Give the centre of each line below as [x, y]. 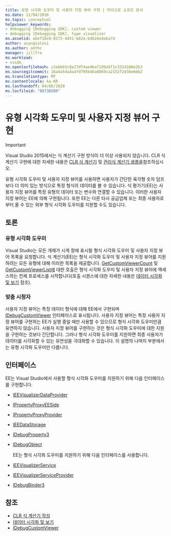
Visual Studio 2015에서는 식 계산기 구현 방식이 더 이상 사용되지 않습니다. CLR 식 [86, 155]
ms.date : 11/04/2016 [27, 15]
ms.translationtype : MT [31, 77]
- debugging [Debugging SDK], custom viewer [53, 29]
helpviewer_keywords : [28, 24]
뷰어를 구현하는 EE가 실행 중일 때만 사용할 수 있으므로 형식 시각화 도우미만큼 [86, 322]
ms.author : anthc [24, 48]
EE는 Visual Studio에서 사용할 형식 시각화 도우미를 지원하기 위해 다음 [74, 378]
